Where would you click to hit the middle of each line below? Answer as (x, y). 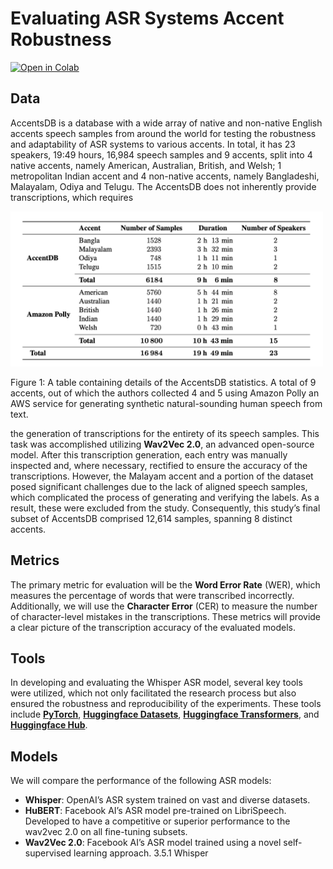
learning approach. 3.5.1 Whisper (141, 853)
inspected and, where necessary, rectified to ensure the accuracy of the (159, 465)
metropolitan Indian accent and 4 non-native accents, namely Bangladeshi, (165, 176)
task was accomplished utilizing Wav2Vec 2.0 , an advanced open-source (162, 444)
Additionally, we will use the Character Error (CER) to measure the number (164, 606)
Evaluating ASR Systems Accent (147, 18)
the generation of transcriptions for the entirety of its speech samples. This (165, 433)
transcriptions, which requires (72, 197)
